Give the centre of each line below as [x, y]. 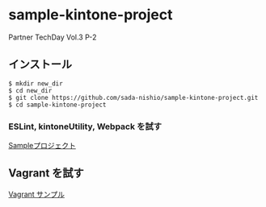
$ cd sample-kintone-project [57, 105]
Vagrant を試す [46, 174]
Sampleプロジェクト [42, 146]
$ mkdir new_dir [36, 83]
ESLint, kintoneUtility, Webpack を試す [85, 126]
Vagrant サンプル [36, 194]
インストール [40, 65]
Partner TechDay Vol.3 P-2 [53, 37]
